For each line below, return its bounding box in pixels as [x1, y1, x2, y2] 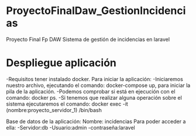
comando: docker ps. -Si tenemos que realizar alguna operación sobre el [6, 94, 183, 101]
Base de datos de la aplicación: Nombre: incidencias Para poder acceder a [6, 118, 186, 125]
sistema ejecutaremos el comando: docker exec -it [6, 100, 129, 107]
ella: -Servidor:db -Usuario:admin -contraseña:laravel [6, 124, 136, 131]
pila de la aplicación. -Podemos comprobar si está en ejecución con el [6, 88, 176, 95]
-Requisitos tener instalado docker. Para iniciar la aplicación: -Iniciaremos [6, 75, 183, 82]
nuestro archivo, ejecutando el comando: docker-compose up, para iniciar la [6, 82, 191, 89]
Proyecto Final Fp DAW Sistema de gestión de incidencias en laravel [6, 36, 170, 43]
